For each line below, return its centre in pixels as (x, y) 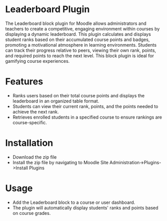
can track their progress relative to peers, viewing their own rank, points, (81, 50)
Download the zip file (35, 157)
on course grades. (32, 213)
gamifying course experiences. (37, 61)
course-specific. (30, 122)
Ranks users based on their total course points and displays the (78, 95)
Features (24, 82)
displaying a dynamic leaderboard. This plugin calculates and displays (78, 34)
